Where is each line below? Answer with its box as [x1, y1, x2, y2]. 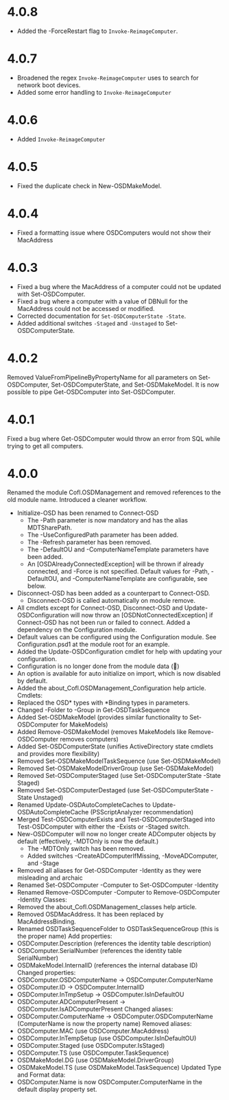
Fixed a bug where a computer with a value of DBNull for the [16, 297, 189, 306]
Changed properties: [16, 969, 76, 977]
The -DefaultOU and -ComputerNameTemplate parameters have [27, 545, 209, 553]
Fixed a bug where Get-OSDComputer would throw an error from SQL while [7, 434, 221, 443]
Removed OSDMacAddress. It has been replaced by [16, 910, 164, 919]
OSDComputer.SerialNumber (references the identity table [16, 947, 182, 955]
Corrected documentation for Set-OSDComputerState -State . [16, 312, 186, 320]
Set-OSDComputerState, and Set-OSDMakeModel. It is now [51, 380, 219, 389]
